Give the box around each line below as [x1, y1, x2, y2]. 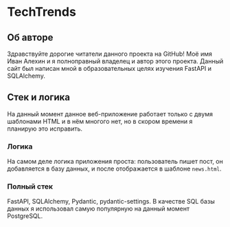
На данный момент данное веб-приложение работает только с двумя [7, 109, 214, 118]
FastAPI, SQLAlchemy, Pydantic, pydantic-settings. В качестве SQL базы [7, 197, 215, 206]
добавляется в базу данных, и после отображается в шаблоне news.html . [7, 164, 222, 173]
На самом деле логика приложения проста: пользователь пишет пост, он [7, 158, 223, 166]
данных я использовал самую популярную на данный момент [7, 204, 190, 213]
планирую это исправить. [7, 125, 83, 133]
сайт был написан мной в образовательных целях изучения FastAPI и [7, 65, 211, 72]
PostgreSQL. [7, 212, 43, 220]
